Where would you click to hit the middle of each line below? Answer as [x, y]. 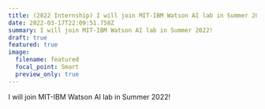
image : [19, 52]
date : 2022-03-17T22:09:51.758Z [61, 23]
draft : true [28, 38]
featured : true [33, 45]
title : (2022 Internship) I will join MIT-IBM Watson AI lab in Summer [128, 15]
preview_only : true [47, 74]
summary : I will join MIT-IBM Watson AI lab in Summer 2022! [111, 30]
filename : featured [47, 60]
